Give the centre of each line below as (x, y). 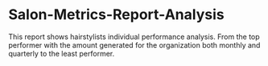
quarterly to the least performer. (62, 53)
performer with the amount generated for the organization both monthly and (134, 45)
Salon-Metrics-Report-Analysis (116, 15)
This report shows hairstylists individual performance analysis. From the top (134, 37)
